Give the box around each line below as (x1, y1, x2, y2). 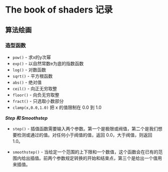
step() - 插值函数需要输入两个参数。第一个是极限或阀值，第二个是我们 (12, 125, 158, 131)
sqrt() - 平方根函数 (12, 73, 53, 79)
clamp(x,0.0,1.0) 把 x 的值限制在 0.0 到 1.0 (12, 104, 102, 110)
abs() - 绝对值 (12, 79, 42, 85)
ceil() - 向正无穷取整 (12, 85, 58, 91)
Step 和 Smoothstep (5, 115, 48, 121)
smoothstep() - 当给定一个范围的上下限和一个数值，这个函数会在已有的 (12, 148, 159, 155)
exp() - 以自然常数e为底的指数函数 (12, 60, 84, 66)
